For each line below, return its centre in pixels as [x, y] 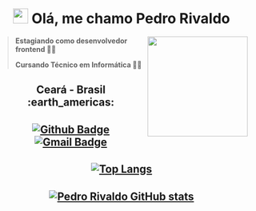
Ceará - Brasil [71, 90]
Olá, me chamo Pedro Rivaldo [130, 19]
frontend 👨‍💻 [36, 49]
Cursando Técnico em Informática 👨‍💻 [78, 65]
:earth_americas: [71, 103]
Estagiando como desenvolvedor [71, 41]
